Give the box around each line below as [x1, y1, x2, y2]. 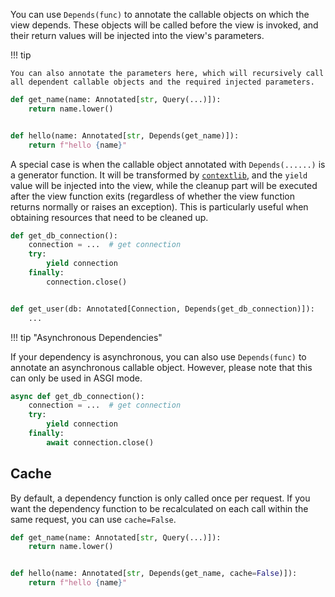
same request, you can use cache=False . [10, 513, 177, 525]
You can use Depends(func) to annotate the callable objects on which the [10, 9, 310, 20]
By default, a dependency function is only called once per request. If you [10, 492, 311, 504]
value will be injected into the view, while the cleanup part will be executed [10, 179, 318, 191]
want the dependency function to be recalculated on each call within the [10, 502, 309, 514]
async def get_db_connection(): [10, 391, 145, 401]
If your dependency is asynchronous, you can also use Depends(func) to [10, 350, 307, 363]
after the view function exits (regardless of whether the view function [10, 190, 296, 202]
